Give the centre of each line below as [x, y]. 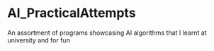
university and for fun [39, 40]
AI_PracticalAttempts [72, 13]
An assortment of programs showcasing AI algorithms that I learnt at [107, 33]
